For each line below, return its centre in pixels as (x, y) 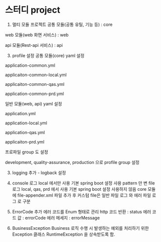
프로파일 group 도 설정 (27, 152)
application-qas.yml (25, 132)
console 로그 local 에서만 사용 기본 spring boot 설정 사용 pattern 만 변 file (83, 183)
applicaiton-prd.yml (25, 141)
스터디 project (33, 10)
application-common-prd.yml (35, 94)
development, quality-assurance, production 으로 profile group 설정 (72, 162)
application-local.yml (26, 123)
